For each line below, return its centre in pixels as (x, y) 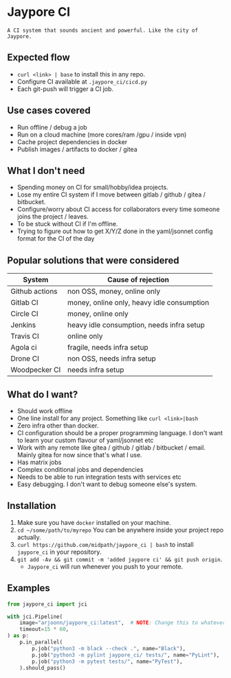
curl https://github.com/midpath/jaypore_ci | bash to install (105, 544)
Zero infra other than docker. (58, 426)
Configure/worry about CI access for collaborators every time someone (118, 209)
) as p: (18, 636)
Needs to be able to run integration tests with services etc (99, 477)
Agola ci (24, 348)
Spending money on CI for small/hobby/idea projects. (92, 188)
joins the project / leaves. (53, 217)
